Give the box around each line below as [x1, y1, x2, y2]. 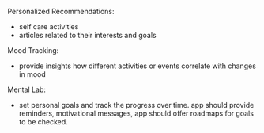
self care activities [18, 22, 79, 31]
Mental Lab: [7, 85, 47, 94]
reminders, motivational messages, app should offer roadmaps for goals [18, 108, 255, 118]
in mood [18, 70, 47, 78]
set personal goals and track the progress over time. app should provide [18, 101, 255, 109]
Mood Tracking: [7, 46, 59, 55]
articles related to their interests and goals [18, 31, 157, 40]
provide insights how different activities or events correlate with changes [18, 61, 256, 70]
